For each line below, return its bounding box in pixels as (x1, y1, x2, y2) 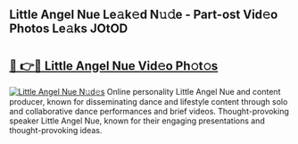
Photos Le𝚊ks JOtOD (9, 21, 128, 37)
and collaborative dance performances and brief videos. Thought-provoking (9, 106, 290, 116)
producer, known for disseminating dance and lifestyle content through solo (9, 97, 288, 106)
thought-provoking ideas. (9, 125, 103, 135)
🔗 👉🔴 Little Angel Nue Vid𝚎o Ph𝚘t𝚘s (9, 58, 219, 73)
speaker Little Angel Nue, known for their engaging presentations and (9, 115, 265, 126)
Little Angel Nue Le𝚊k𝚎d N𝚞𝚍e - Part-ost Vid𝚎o (9, 7, 278, 22)
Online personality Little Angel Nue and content (106, 87, 281, 97)
